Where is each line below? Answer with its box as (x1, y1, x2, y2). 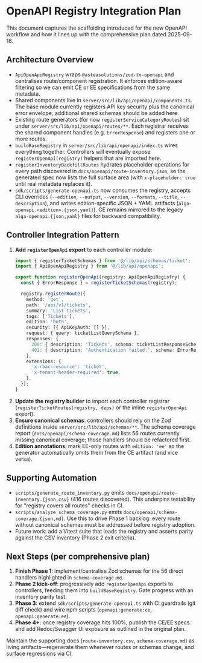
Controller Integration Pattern (6, 230, 119, 240)
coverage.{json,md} (14, 516, 65, 522)
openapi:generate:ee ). (14, 613, 71, 620)
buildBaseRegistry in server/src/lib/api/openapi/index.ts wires (14, 141, 178, 149)
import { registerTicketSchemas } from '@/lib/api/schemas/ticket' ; (14, 257, 191, 264)
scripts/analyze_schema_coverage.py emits (14, 508, 122, 515)
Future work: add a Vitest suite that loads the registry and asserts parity (14, 527, 194, 535)
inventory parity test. (14, 593, 68, 601)
